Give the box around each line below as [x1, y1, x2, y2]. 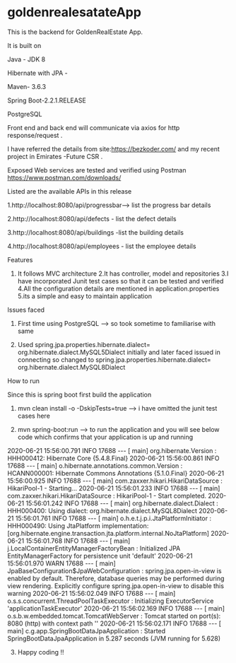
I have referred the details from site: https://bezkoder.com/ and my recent [7, 144, 220, 153]
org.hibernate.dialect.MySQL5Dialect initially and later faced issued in [17, 348, 220, 356]
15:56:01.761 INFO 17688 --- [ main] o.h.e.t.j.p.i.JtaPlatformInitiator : [15, 514, 212, 522]
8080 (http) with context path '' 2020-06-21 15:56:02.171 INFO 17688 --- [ [7, 619, 221, 628]
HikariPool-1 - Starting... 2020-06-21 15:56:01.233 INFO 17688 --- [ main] [7, 483, 220, 492]
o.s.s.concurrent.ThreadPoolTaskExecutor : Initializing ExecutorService [7, 597, 214, 605]
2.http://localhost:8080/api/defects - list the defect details [7, 214, 177, 223]
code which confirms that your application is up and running [17, 433, 194, 441]
